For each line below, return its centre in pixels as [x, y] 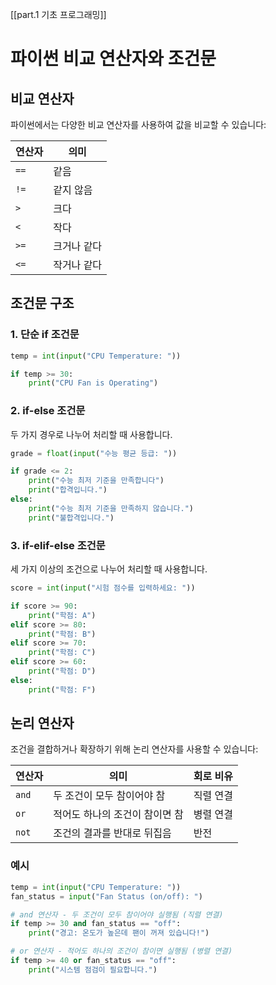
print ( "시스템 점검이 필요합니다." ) [93, 969]
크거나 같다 [78, 246]
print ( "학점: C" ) [62, 653]
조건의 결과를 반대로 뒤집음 [112, 833]
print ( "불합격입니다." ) [71, 518]
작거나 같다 [78, 265]
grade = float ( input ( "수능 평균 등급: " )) [94, 453]
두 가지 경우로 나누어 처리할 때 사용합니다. [91, 434]
